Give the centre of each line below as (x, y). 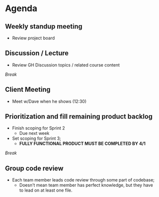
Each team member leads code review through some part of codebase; (83, 180)
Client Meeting (28, 90)
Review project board (33, 38)
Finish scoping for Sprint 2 (39, 128)
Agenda (21, 8)
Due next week (34, 133)
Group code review (34, 168)
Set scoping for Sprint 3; (37, 138)
